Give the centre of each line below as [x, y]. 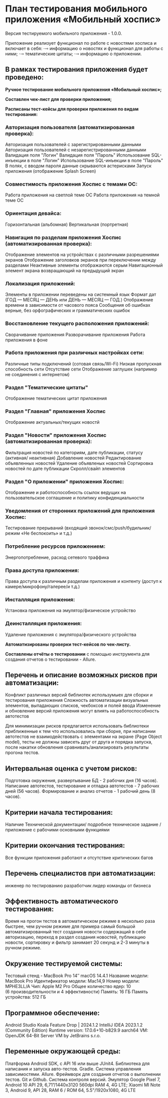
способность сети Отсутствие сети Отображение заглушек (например [81, 369]
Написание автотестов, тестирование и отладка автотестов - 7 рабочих [82, 786]
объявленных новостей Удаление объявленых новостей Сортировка [79, 463]
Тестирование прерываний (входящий [46, 528]
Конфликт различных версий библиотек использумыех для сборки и [79, 695]
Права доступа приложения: [42, 570]
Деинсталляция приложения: [43, 624]
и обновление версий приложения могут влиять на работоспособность [82, 711]
